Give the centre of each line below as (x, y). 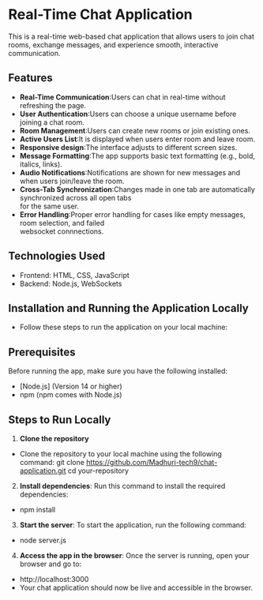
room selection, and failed (62, 223)
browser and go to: (51, 564)
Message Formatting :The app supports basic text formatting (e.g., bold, (137, 156)
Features (30, 78)
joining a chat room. (52, 122)
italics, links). (41, 164)
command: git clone (52, 462)
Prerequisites (42, 352)
